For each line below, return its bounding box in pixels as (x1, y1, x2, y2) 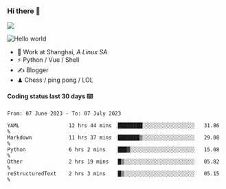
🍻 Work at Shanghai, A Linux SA (16, 48, 108, 56)
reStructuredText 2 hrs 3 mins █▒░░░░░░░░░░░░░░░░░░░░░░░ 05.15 (7, 170, 220, 177)
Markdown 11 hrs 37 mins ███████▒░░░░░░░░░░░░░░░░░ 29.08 (7, 134, 220, 141)
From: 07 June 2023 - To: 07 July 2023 (7, 110, 122, 117)
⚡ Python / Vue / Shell (16, 56, 80, 64)
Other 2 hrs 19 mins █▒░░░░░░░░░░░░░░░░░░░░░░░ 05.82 (7, 158, 220, 165)
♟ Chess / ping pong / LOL (16, 76, 94, 85)
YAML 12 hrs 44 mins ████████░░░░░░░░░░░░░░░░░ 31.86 (7, 122, 220, 129)
